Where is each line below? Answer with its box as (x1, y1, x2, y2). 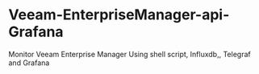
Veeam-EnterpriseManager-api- (8, 6, 230, 24)
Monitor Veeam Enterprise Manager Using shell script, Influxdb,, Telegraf (8, 49, 252, 59)
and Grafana (8, 58, 50, 68)
